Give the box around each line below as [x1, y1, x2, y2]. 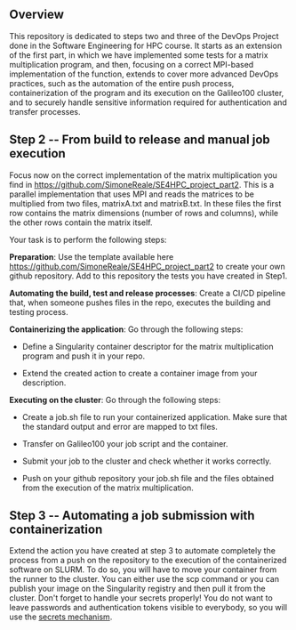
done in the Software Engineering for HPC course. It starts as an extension [9, 40, 283, 51]
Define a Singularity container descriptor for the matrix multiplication [21, 341, 274, 351]
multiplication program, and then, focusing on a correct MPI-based [9, 59, 254, 69]
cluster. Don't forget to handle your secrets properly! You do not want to [9, 593, 273, 603]
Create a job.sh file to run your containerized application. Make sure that [21, 411, 288, 422]
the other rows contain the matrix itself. [9, 217, 153, 228]
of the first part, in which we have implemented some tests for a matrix [9, 49, 268, 61]
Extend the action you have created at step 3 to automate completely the [9, 545, 276, 556]
